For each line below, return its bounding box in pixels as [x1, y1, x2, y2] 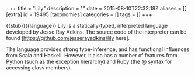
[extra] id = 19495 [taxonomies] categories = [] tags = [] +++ [6, 11, 152, 18]
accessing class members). [6, 64, 72, 71]
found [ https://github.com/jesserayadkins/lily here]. [6, 35, 130, 41]
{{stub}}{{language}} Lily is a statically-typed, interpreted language [6, 23, 168, 29]
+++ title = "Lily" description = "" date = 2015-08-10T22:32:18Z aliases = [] [6, 5, 187, 12]
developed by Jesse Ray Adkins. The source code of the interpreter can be [6, 28, 187, 35]
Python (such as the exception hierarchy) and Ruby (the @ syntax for [6, 58, 172, 65]
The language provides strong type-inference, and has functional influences [6, 46, 190, 53]
